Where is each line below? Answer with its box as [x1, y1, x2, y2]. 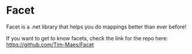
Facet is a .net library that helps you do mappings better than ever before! [6, 23, 187, 30]
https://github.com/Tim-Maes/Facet [6, 41, 94, 48]
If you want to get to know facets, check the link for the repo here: [6, 34, 168, 42]
